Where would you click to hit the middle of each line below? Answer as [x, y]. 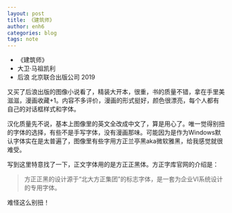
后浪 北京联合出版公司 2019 [56, 77]
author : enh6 [26, 26]
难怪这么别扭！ [28, 203]
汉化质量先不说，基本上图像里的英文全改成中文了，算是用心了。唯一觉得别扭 [116, 124]
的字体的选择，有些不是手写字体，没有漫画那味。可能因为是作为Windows [111, 133]
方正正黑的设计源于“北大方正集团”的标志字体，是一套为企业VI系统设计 [123, 179]
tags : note [23, 39]
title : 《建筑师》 [31, 20]
